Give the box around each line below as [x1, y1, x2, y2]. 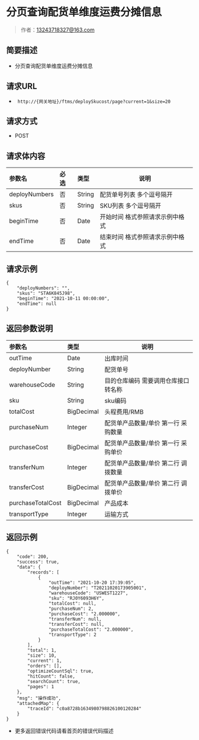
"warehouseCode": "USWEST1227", [48, 590, 129, 596]
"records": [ [27, 569, 60, 575]
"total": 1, [27, 647, 57, 653]
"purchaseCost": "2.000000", [48, 610, 120, 617]
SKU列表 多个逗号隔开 [99, 201, 162, 210]
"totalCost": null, [48, 600, 97, 606]
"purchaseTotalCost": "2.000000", [48, 626, 134, 632]
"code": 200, [17, 553, 49, 559]
